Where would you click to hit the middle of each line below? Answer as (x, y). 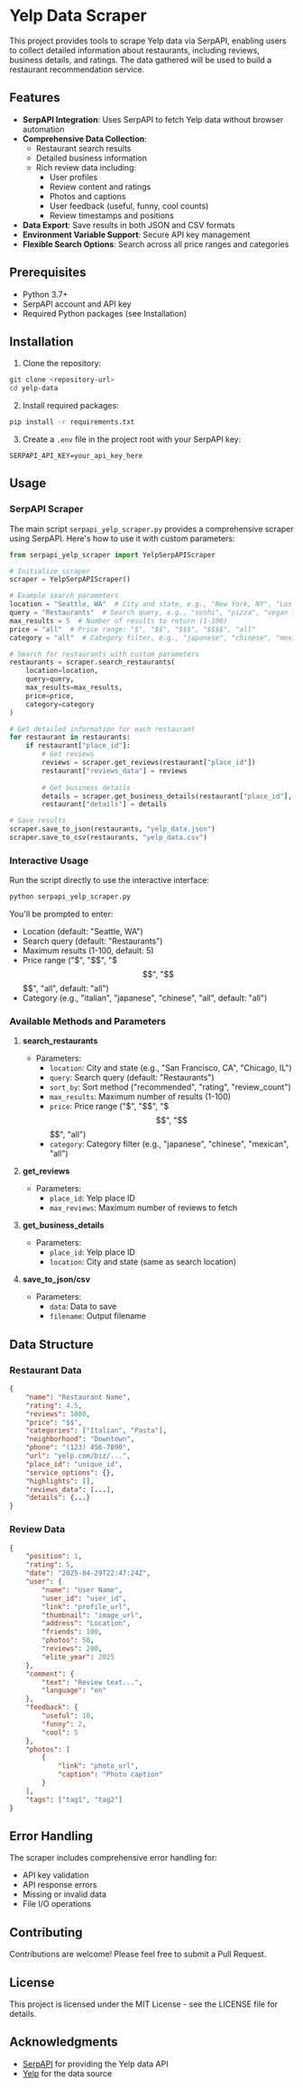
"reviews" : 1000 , (58, 1414)
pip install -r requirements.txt (72, 422)
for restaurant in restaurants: (70, 737)
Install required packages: (70, 406)
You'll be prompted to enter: (61, 914)
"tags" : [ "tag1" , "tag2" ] (74, 1799)
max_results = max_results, (74, 688)
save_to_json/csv (56, 1279)
